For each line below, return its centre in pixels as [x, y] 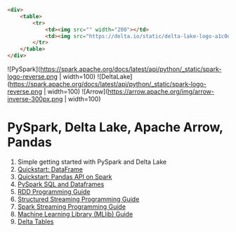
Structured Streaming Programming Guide [78, 199]
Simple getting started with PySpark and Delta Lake [92, 162]
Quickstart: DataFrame [50, 169]
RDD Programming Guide [54, 191]
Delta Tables [35, 221]
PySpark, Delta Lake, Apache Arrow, [115, 128]
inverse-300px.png [35, 99]
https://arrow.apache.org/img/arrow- [161, 91]
